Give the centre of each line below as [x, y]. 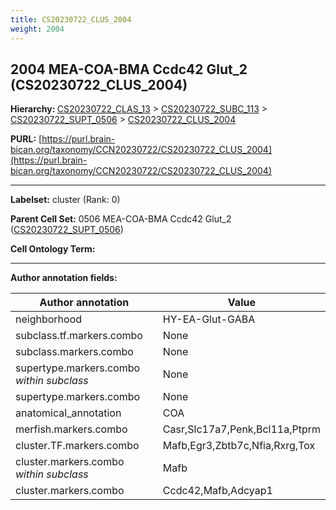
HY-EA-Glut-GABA [209, 319]
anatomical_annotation [68, 413]
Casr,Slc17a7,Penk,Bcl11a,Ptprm [241, 429]
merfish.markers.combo [71, 429]
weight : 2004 [37, 29]
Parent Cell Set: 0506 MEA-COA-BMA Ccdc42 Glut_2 [121, 219]
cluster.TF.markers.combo [77, 446]
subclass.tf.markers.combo [79, 336]
